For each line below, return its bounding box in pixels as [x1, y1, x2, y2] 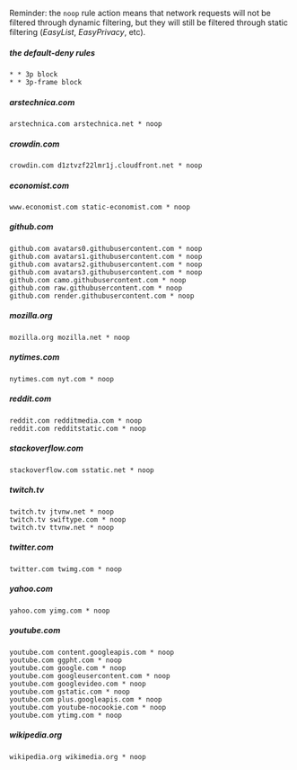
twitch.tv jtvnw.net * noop [9, 507, 115, 516]
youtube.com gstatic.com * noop [9, 687, 130, 696]
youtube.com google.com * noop [9, 663, 127, 673]
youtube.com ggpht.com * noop [9, 656, 123, 665]
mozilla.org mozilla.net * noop [9, 333, 130, 342]
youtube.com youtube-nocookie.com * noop [9, 703, 167, 712]
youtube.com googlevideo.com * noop [9, 679, 146, 688]
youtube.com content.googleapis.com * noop [9, 648, 175, 657]
